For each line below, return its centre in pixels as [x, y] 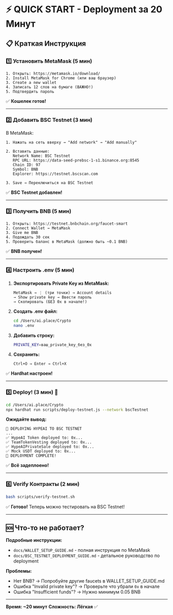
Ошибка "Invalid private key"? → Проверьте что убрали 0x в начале [86, 587]
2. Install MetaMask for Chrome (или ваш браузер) [61, 78]
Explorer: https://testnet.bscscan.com [55, 174]
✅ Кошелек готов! [26, 101]
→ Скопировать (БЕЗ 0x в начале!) [50, 302]
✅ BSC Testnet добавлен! [34, 192]
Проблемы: [19, 571]
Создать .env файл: [35, 311]
